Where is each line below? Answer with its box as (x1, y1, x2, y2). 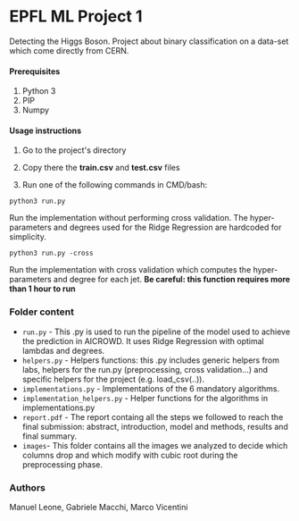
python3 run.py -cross (9, 248, 94, 258)
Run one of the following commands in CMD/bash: (21, 180, 208, 190)
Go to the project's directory (21, 145, 127, 155)
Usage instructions (9, 125, 82, 136)
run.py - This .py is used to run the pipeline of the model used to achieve (21, 326, 291, 337)
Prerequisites (9, 65, 61, 77)
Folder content (9, 306, 74, 318)
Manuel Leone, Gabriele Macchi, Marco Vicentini (9, 501, 188, 512)
